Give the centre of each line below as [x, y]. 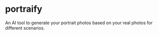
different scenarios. [25, 28]
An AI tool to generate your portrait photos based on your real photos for [79, 23]
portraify [24, 9]
